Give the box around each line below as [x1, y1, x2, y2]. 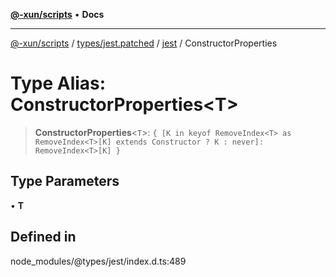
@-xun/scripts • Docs [10, 9, 105, 20]
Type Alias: [10, 72, 107, 95]
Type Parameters [10, 173, 120, 190]
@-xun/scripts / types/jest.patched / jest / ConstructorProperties [10, 37, 278, 49]
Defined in [10, 229, 77, 246]
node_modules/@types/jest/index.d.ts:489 [10, 255, 187, 267]
